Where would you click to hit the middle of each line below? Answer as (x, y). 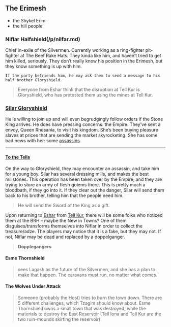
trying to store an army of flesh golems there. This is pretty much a (76, 184)
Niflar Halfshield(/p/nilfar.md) (43, 39)
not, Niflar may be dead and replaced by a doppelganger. (65, 237)
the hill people (27, 26)
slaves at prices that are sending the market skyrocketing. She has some (81, 135)
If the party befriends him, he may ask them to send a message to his (83, 76)
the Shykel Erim (29, 20)
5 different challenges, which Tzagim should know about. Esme (84, 303)
